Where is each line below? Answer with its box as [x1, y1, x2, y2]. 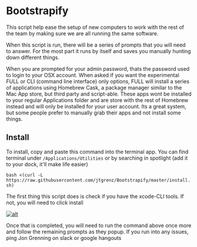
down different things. [6, 54, 60, 61]
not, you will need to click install [6, 199, 84, 206]
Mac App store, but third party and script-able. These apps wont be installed [6, 90, 192, 97]
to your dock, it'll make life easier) [6, 160, 88, 167]
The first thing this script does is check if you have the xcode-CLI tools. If [6, 193, 184, 200]
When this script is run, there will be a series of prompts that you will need [6, 41, 186, 48]
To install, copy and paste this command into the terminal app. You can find [6, 148, 189, 155]
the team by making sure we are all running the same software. [6, 29, 159, 37]
